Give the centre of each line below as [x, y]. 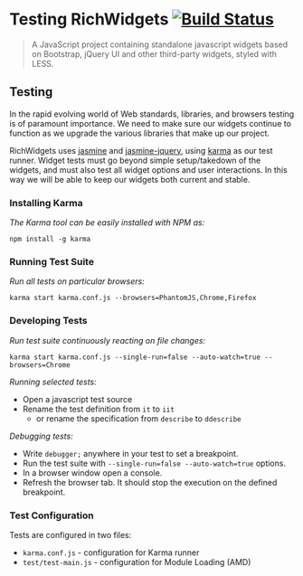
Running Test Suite [52, 261]
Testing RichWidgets [89, 19]
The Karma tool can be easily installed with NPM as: [107, 222]
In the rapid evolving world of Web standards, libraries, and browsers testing [152, 114]
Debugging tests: [42, 436]
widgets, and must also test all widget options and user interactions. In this [148, 170]
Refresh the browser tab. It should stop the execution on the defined [150, 482]
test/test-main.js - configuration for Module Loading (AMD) [137, 562]
